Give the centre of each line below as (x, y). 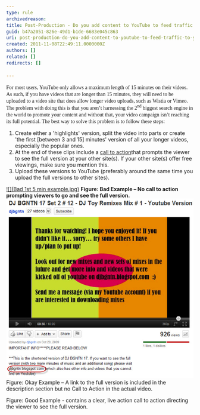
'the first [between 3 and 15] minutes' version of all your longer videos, (101, 140)
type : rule (20, 13)
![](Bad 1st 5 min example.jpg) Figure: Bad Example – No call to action (92, 189)
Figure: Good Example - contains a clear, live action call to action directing (97, 400)
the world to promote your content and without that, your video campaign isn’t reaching (98, 115)
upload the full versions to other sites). (62, 178)
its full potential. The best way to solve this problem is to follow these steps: (86, 122)
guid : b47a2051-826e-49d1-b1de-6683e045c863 (62, 32)
